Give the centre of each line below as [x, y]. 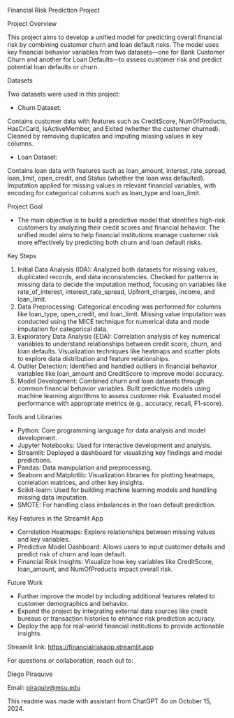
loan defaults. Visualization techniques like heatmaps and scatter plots [119, 351]
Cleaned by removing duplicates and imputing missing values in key [105, 136]
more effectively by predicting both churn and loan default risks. [110, 242]
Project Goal [25, 206]
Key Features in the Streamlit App [55, 518]
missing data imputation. [53, 497]
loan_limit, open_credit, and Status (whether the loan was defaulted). [106, 178]
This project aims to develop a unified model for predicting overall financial [115, 37]
